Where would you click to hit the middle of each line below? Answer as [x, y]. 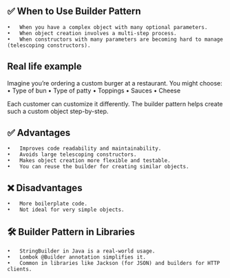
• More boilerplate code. [48, 204]
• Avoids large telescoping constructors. [72, 155]
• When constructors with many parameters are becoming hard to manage [115, 39]
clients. [20, 269]
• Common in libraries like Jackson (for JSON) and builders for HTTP [114, 264]
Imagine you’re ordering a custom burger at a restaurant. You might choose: [115, 83]
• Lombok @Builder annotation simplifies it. [77, 257]
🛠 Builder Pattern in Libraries [71, 231]
